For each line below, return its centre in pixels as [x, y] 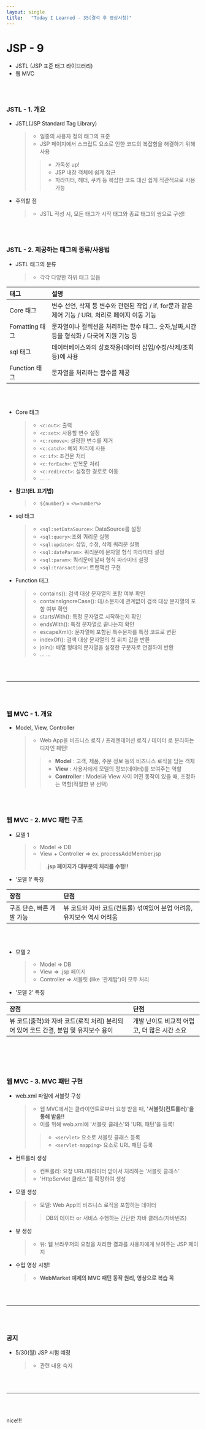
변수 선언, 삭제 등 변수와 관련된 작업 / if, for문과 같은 [122, 306]
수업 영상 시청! [32, 1265]
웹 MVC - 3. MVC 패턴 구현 [45, 1081]
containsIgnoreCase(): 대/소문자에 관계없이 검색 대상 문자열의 [115, 601]
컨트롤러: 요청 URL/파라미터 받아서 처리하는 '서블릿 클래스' [110, 1171]
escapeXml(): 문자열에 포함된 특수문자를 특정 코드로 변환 [108, 632]
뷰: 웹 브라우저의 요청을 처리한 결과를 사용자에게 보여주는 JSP [113, 1244]
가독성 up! [67, 164]
